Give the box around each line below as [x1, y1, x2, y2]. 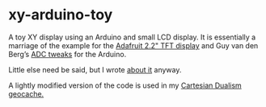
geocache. [8, 88, 44, 98]
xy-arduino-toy [8, 6, 113, 24]
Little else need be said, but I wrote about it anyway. [8, 64, 182, 74]
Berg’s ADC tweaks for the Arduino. [8, 49, 127, 59]
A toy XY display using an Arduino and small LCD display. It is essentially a [8, 32, 256, 42]
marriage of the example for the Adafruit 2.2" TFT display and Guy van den [8, 40, 259, 50]
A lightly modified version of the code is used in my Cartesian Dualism [8, 80, 243, 90]
